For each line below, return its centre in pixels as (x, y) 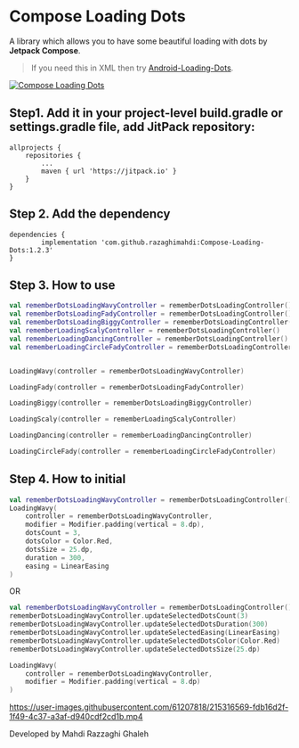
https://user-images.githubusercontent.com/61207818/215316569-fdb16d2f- (149, 707)
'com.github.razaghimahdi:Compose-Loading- (183, 242)
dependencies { (37, 234)
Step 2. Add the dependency (90, 214)
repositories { (53, 155)
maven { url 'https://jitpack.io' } (109, 171)
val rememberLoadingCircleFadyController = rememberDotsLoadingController (151, 347)
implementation (69, 242)
